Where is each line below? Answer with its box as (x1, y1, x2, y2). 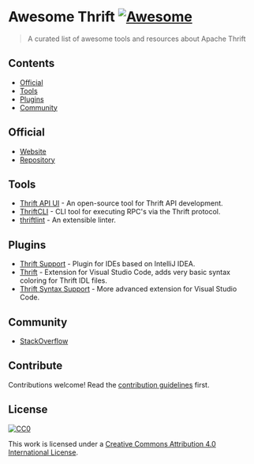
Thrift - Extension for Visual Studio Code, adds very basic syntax (19, 268, 231, 277)
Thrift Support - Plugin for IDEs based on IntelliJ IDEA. (19, 259, 196, 269)
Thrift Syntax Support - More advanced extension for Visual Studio (19, 284, 237, 294)
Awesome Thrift (8, 8, 116, 26)
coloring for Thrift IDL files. (19, 276, 108, 285)
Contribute (8, 359, 63, 373)
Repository (19, 154, 55, 165)
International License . (8, 447, 79, 457)
